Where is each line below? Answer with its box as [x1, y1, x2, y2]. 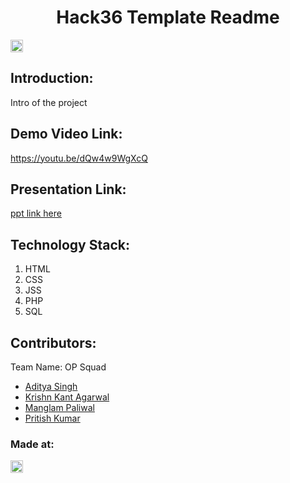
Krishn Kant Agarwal [24, 391, 110, 403]
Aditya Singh [24, 381, 78, 392]
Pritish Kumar [24, 412, 81, 424]
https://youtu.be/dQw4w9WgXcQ [10, 152, 148, 164]
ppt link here [10, 207, 62, 220]
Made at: [10, 437, 55, 451]
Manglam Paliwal [24, 402, 95, 413]
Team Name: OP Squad [10, 361, 107, 373]
